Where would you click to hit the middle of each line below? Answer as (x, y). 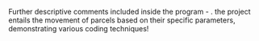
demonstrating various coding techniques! (79, 29)
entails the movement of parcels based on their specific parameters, (122, 20)
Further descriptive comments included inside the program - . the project (130, 12)
